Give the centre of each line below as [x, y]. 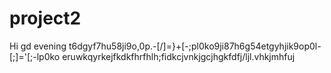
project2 [45, 18]
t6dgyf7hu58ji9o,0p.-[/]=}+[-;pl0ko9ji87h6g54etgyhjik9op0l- [195, 46]
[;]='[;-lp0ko [35, 56]
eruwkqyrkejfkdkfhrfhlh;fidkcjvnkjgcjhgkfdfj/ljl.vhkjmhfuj [179, 56]
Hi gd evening [38, 46]
